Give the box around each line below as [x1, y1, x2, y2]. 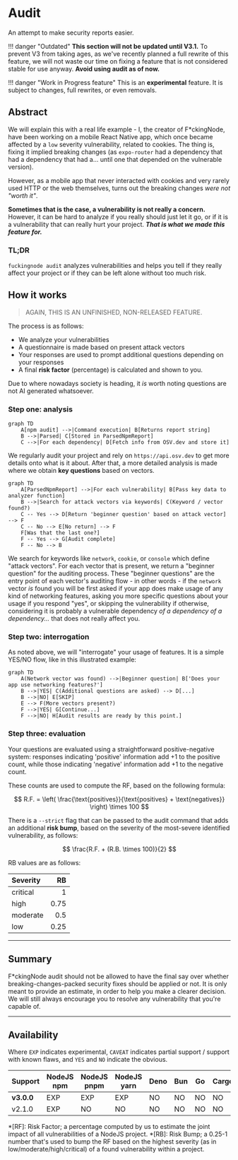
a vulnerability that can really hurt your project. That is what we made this [8, 220, 225, 228]
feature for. [8, 228, 42, 236]
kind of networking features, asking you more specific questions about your [8, 592, 229, 600]
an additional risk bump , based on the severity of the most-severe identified [8, 824, 230, 832]
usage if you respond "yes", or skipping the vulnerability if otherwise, [8, 599, 209, 608]
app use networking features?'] [8, 681, 103, 689]
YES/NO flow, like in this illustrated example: [8, 655, 137, 664]
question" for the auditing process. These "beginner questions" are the [8, 569, 215, 578]
